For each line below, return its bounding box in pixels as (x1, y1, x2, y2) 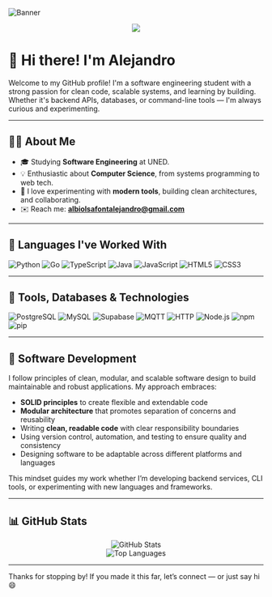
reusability (19, 415, 55, 424)
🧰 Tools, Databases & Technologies (8, 290, 189, 304)
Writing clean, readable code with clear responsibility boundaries (19, 424, 240, 433)
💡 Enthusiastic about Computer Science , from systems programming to (19, 168, 261, 178)
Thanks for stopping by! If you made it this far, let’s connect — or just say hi (8, 572, 261, 581)
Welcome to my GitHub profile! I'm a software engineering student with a (8, 78, 252, 87)
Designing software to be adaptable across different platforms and (19, 450, 243, 459)
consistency (19, 441, 62, 450)
